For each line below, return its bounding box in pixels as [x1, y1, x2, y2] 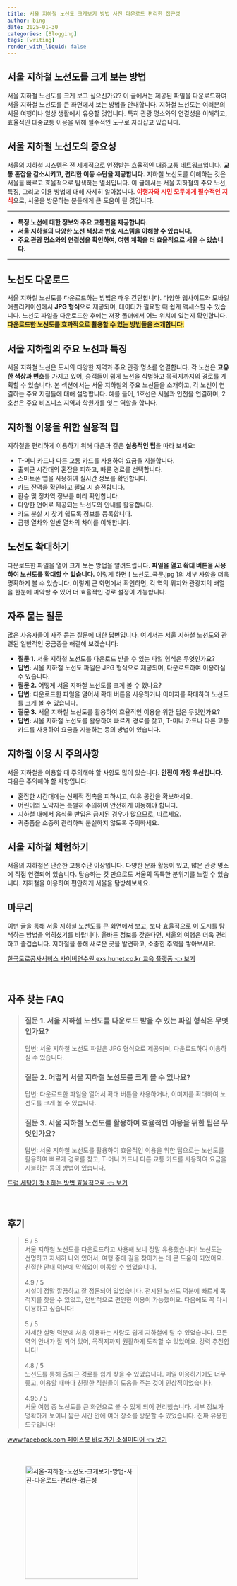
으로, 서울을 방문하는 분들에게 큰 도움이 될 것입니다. [13, 196, 154, 205]
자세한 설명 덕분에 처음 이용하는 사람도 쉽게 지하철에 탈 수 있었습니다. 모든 [24, 1328, 228, 1337]
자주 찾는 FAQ [7, 993, 65, 1005]
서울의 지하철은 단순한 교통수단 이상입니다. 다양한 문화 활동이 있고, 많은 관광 [7, 861, 217, 870]
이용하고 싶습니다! [24, 1304, 74, 1313]
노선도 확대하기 [7, 541, 70, 553]
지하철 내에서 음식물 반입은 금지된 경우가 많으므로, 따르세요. [17, 810, 182, 818]
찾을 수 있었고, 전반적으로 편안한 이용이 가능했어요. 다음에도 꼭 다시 [43, 1296, 228, 1304]
